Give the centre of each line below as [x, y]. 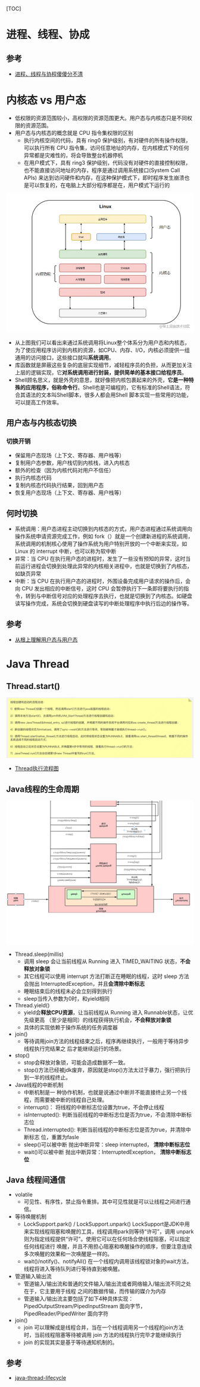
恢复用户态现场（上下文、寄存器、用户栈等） [70, 493]
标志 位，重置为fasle [54, 1137]
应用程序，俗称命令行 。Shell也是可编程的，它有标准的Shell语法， [105, 387]
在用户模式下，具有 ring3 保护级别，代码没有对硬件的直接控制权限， [107, 162]
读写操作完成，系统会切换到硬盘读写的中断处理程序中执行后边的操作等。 [103, 604]
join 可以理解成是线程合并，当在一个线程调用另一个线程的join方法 [104, 1327]
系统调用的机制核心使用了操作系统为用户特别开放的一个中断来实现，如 [101, 544]
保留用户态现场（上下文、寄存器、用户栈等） [70, 456]
